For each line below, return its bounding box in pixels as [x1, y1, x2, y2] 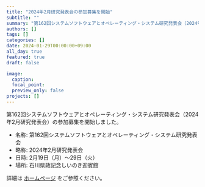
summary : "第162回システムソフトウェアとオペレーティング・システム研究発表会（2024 [6, 20, 198, 26]
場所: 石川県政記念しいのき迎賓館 [15, 161, 99, 169]
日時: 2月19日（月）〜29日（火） [15, 154, 98, 161]
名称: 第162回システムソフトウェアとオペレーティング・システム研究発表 [15, 131, 198, 138]
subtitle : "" [6, 15, 40, 21]
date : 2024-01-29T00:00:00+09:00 [6, 43, 92, 49]
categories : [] [6, 37, 45, 43]
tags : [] [6, 32, 29, 38]
